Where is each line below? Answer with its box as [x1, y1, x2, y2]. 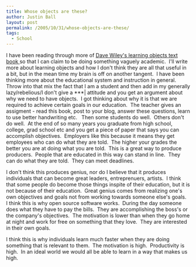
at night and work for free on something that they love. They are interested [6, 219, 187, 225]
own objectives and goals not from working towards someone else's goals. [6, 193, 187, 200]
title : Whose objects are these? [6, 8, 88, 15]
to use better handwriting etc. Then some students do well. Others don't [6, 114, 184, 120]
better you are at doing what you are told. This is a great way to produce [6, 145, 182, 152]
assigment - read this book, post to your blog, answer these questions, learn [6, 108, 190, 115]
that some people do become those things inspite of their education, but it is [6, 181, 190, 188]
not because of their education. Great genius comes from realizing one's [6, 188, 183, 194]
